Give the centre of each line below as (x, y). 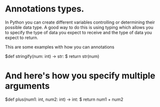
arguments (27, 86)
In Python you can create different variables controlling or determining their (80, 22)
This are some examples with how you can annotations (60, 47)
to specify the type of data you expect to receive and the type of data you (79, 32)
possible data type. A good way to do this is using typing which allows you (79, 27)
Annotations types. (45, 9)
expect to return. (22, 38)
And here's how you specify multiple (80, 76)
